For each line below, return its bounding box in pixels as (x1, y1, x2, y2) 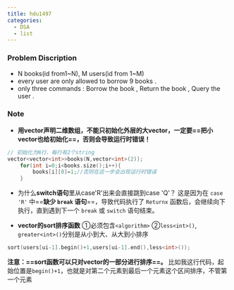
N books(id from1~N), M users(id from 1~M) (17, 69, 144, 77)
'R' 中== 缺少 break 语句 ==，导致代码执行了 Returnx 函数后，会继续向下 (17, 198, 226, 206)
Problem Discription (7, 53, 78, 63)
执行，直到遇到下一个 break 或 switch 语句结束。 (17, 206, 159, 215)
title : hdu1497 (7, 10, 52, 18)
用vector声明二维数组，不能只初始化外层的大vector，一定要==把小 (17, 126, 214, 134)
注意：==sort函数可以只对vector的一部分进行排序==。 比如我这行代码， (7, 258, 218, 266)
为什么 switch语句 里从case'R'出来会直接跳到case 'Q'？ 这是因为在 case (17, 189, 223, 197)
